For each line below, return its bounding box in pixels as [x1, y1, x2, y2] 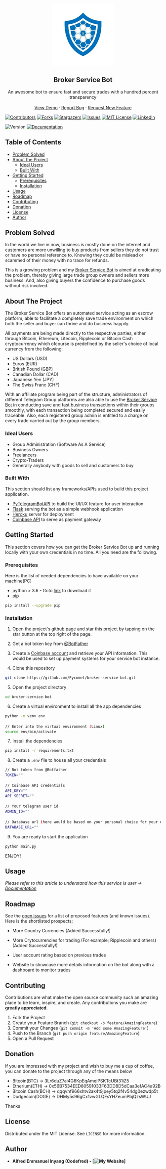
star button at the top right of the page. [12, 631, 92, 637]
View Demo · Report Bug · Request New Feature [34, 104, 132, 110]
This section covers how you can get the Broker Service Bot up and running [5, 544, 160, 550]
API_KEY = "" [5, 788, 28, 793]
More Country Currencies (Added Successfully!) [12, 928, 111, 934]
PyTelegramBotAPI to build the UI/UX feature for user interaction [12, 501, 144, 507]
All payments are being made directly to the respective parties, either [5, 330, 146, 336]
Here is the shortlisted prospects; [5, 918, 73, 924]
